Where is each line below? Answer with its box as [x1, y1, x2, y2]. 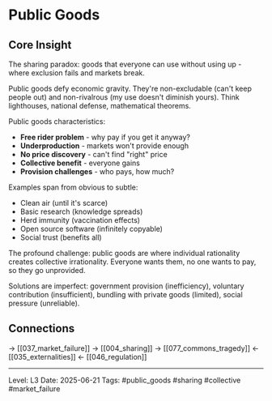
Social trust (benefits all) [19, 232, 103, 242]
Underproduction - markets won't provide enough [19, 141, 189, 151]
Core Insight [8, 38, 72, 52]
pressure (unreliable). [8, 298, 80, 308]
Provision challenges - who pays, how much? [19, 167, 175, 176]
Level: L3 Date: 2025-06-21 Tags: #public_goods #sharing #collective [8, 375, 241, 385]
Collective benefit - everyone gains [19, 158, 140, 168]
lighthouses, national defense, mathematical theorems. [8, 101, 192, 110]
